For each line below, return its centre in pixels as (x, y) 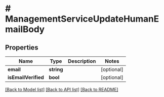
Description (82, 61)
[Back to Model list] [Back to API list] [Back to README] (62, 89)
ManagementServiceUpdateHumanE (82, 19)
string (56, 69)
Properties (22, 47)
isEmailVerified (26, 77)
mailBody (25, 29)
